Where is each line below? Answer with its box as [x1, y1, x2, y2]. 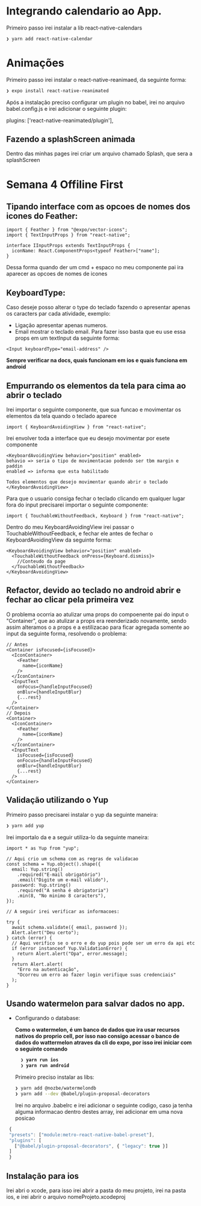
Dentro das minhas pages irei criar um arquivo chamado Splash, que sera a [6, 150, 193, 157]
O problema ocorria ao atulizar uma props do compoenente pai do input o [6, 610, 189, 618]
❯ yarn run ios [20, 1057, 59, 1063]
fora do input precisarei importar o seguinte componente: [6, 501, 149, 508]
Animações [6, 56, 64, 70]
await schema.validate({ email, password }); [11, 924, 128, 930]
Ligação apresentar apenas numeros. [14, 322, 108, 329]
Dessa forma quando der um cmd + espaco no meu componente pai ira [6, 264, 184, 271]
